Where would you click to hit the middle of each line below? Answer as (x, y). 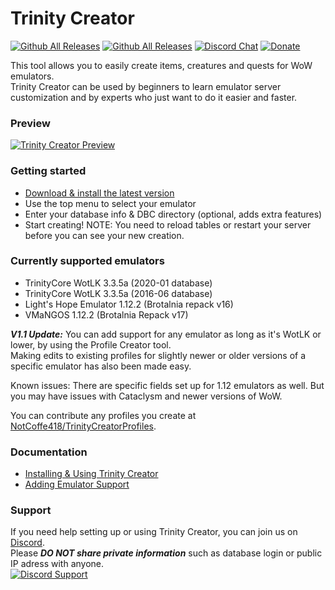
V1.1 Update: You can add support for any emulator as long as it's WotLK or (166, 334)
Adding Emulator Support (77, 484)
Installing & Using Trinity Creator (91, 474)
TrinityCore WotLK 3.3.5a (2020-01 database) (118, 283)
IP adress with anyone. (57, 564)
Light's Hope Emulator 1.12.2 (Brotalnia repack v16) (129, 304)
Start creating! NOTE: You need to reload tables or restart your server (168, 224)
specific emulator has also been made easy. (101, 366)
